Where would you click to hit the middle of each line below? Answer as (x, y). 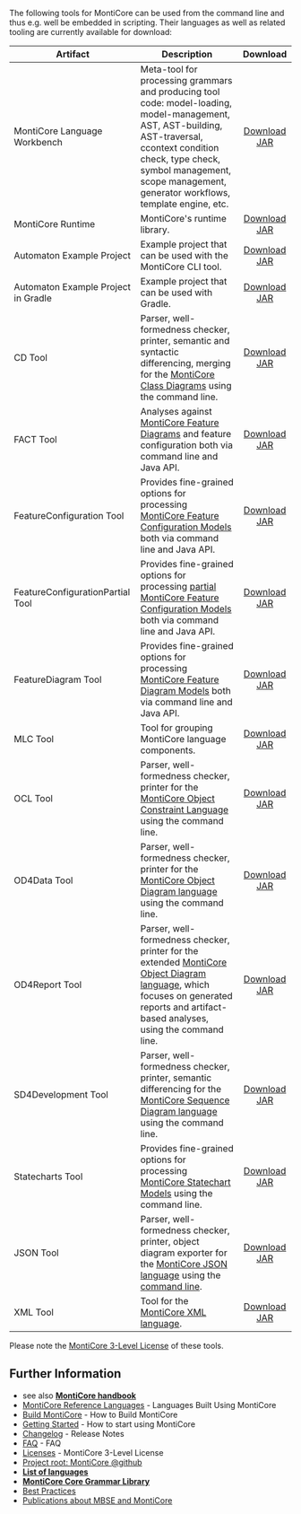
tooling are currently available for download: (91, 32)
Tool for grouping (176, 728)
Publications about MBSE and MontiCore (97, 1500)
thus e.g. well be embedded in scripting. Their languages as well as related (147, 22)
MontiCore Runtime (55, 224)
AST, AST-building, (181, 125)
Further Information (65, 1374)
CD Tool (30, 358)
